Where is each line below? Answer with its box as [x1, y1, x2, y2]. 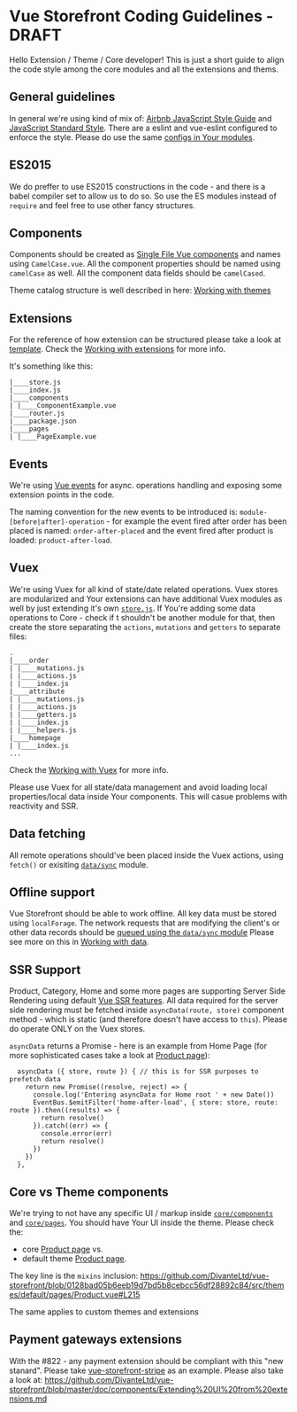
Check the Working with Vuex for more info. [9, 764, 170, 775]
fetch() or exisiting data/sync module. [9, 859, 148, 870]
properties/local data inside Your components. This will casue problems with [9, 791, 288, 801]
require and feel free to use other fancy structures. [9, 199, 196, 210]
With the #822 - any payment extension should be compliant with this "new [9, 1355, 285, 1366]
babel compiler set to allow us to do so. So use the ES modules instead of [9, 191, 277, 201]
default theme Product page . [21, 1253, 127, 1264]
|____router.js [9, 410, 65, 418]
